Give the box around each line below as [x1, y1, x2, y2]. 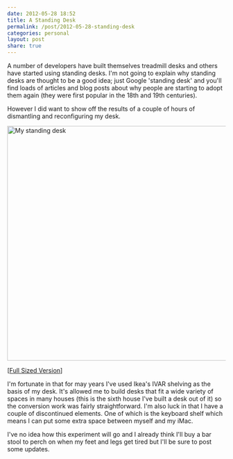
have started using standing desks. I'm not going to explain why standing [7, 69, 216, 77]
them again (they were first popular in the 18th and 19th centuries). [7, 91, 198, 99]
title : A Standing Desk [7, 17, 76, 24]
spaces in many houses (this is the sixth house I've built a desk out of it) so [7, 394, 222, 403]
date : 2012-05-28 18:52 [7, 10, 76, 17]
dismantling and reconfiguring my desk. [7, 112, 121, 120]
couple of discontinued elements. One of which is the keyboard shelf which [7, 410, 223, 417]
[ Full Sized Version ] [7, 367, 63, 374]
